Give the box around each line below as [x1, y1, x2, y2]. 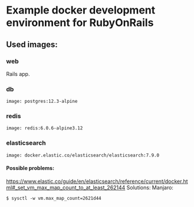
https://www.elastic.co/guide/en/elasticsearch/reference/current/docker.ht [6, 178, 188, 185]
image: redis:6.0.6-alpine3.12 [6, 125, 83, 131]
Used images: [6, 39, 58, 49]
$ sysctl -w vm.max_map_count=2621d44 [6, 195, 101, 201]
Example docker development [6, 4, 156, 17]
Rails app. [6, 70, 30, 77]
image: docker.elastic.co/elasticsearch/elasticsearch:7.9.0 [6, 152, 160, 158]
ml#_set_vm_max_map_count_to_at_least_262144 [6, 183, 126, 191]
